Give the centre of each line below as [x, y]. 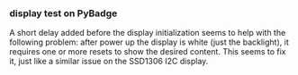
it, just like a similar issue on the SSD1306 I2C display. [109, 62]
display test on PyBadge [63, 13]
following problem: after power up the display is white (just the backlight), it [149, 42]
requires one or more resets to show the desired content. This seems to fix [148, 52]
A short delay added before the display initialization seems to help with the [148, 33]
